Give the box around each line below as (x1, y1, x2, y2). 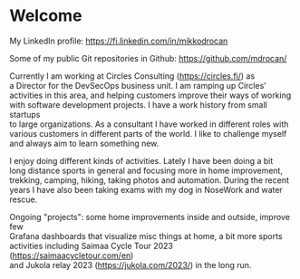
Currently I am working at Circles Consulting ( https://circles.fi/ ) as (9, 70, 256, 82)
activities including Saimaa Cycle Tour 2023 (9, 240, 174, 251)
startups (9, 109, 41, 120)
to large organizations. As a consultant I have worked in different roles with (9, 119, 289, 130)
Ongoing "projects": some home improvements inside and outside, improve (9, 211, 290, 222)
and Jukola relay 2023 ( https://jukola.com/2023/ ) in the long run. (9, 259, 252, 270)
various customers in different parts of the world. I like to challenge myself (9, 128, 287, 139)
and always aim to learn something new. (9, 138, 160, 149)
